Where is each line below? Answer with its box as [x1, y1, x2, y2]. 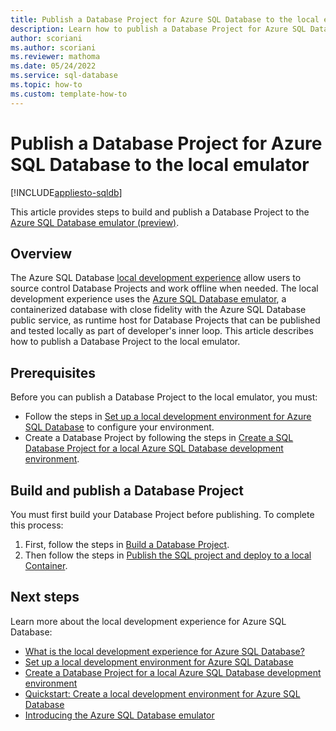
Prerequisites [10, 364, 96, 381]
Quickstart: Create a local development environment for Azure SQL [24, 687, 301, 700]
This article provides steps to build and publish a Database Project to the [10, 206, 310, 218]
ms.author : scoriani [10, 42, 97, 53]
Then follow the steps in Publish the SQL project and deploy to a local [24, 549, 312, 561]
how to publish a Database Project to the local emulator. [10, 336, 241, 348]
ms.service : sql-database [10, 71, 118, 81]
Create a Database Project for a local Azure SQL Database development [24, 666, 322, 678]
